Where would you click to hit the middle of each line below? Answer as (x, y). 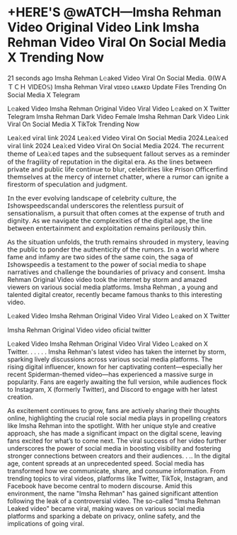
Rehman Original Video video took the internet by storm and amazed (107, 279)
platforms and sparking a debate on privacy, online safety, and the (104, 516)
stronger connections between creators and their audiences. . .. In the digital (119, 456)
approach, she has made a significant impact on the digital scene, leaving (115, 433)
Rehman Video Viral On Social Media (117, 43)
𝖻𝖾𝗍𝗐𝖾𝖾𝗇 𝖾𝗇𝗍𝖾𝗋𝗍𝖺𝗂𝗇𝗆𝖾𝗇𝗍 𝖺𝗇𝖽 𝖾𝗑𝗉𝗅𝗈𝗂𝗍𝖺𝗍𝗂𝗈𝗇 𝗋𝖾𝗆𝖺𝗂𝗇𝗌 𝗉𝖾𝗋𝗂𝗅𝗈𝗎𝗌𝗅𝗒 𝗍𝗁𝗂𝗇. (107, 228)
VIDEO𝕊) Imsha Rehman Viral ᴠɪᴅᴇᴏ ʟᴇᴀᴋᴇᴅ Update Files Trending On (127, 86)
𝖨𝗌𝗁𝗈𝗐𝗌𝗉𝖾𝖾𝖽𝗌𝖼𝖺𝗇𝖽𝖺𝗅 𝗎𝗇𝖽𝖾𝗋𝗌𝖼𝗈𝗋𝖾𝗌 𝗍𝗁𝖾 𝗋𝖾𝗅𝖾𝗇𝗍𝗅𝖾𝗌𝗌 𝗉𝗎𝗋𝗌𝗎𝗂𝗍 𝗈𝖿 (96, 205)
